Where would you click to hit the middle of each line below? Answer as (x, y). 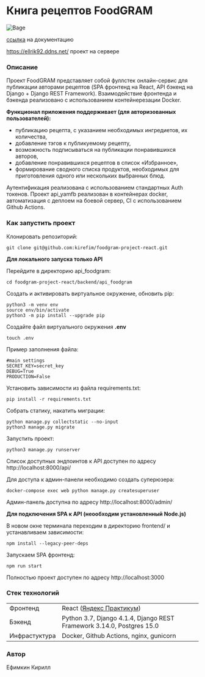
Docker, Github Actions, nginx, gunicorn (119, 635)
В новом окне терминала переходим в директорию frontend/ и (88, 526)
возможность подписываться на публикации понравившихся (95, 150)
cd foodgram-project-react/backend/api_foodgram (69, 282)
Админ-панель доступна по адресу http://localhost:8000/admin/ (89, 502)
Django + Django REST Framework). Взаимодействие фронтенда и (92, 94)
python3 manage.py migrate (41, 427)
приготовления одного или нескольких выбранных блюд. (90, 176)
